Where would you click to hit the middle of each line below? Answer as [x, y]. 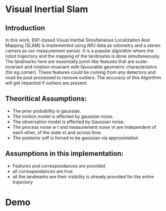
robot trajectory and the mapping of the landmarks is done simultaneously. [83, 56]
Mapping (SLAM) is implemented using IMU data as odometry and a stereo [83, 45]
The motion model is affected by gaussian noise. [63, 116]
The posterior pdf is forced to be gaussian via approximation [75, 138]
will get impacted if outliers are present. [46, 83]
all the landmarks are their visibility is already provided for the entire [83, 176]
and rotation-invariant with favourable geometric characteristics [91, 67]
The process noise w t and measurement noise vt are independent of [84, 127]
